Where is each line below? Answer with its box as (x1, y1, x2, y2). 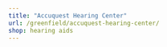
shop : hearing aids (8, 26, 74, 34)
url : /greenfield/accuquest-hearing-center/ (8, 19, 160, 27)
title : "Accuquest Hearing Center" (8, 11, 128, 20)
